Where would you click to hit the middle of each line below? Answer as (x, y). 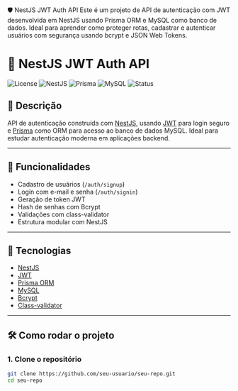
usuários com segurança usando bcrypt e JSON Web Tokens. (97, 35)
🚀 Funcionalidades (49, 167)
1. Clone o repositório (45, 359)
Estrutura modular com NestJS (62, 221)
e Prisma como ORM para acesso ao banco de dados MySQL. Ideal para (113, 131)
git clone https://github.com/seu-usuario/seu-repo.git (91, 374)
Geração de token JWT (51, 199)
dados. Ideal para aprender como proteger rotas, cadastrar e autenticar (112, 28)
